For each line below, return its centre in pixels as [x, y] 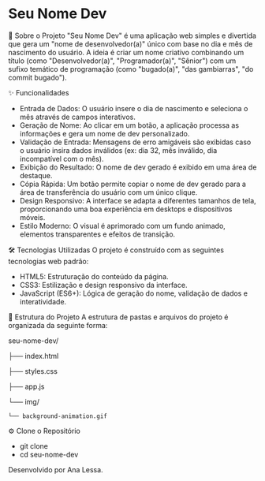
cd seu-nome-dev [49, 454]
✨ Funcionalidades [39, 92]
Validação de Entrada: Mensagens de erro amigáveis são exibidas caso [135, 142]
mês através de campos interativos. [78, 117]
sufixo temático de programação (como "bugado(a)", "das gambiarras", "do [131, 69]
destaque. [36, 175]
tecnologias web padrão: [49, 261]
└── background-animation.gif [58, 416]
